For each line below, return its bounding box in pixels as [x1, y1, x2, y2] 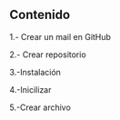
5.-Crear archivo [9, 102, 71, 113]
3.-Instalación [9, 66, 62, 77]
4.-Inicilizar [9, 84, 52, 95]
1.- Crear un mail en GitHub [9, 31, 112, 42]
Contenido [9, 7, 71, 23]
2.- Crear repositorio [9, 49, 86, 60]
